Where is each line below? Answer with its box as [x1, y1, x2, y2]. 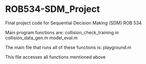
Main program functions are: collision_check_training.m [5, 29, 119, 35]
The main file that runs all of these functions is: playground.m [5, 44, 131, 50]
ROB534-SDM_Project [5, 3, 100, 15]
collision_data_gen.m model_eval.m [5, 35, 78, 41]
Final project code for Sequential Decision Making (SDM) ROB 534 [5, 20, 142, 26]
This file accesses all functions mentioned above [5, 54, 106, 60]
